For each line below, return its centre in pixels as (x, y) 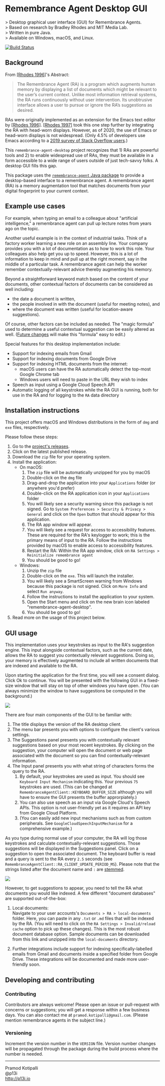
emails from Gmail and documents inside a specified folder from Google (85, 954)
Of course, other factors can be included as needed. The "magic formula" (80, 324)
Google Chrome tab (40, 374)
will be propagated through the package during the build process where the (82, 1049)
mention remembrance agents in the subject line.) (55, 1020)
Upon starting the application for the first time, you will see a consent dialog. (82, 675)
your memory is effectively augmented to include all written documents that (82, 661)
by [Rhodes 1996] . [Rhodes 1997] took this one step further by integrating (80, 125)
